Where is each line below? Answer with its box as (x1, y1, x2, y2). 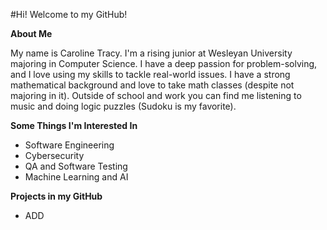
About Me (10, 28, 53, 39)
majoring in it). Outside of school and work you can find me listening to (10, 90, 302, 101)
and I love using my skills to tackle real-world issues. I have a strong (10, 69, 291, 80)
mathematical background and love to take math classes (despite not (10, 79, 295, 91)
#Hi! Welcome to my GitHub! (10, 9, 128, 20)
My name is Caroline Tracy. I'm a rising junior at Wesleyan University (10, 47, 293, 59)
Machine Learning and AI (24, 171, 129, 183)
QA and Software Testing (24, 160, 128, 172)
